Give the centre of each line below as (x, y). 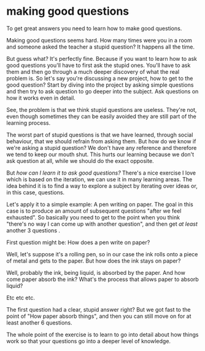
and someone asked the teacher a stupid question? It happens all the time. (101, 47)
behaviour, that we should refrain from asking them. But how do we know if (101, 141)
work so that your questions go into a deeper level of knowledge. (88, 341)
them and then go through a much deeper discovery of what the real (93, 71)
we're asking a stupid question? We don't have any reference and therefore (102, 148)
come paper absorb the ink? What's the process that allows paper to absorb (103, 279)
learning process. (29, 123)
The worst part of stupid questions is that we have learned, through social (100, 135)
